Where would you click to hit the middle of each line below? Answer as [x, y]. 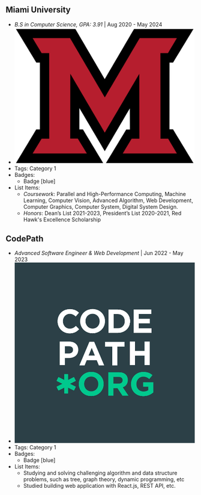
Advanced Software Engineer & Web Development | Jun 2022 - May [99, 253]
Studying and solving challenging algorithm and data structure [100, 473]
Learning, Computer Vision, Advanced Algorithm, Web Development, [108, 200]
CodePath [25, 238]
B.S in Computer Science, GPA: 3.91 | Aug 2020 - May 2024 [88, 24]
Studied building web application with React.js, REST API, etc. [99, 486]
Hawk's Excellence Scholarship [62, 220]
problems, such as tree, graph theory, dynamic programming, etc [104, 479]
